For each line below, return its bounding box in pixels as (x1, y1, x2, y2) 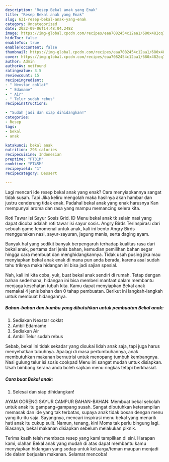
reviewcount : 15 (5, 73, 39, 78)
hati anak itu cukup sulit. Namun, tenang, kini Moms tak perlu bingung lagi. (5, 420, 160, 426)
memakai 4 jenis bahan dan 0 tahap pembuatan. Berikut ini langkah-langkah (5, 288, 163, 294)
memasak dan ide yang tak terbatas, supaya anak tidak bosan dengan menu (5, 409, 163, 416)
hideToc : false (5, 36, 37, 41)
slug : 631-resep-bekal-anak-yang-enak (5, 17, 87, 22)
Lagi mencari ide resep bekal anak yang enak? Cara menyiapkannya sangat (5, 189, 162, 195)
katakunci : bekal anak (5, 143, 53, 148)
